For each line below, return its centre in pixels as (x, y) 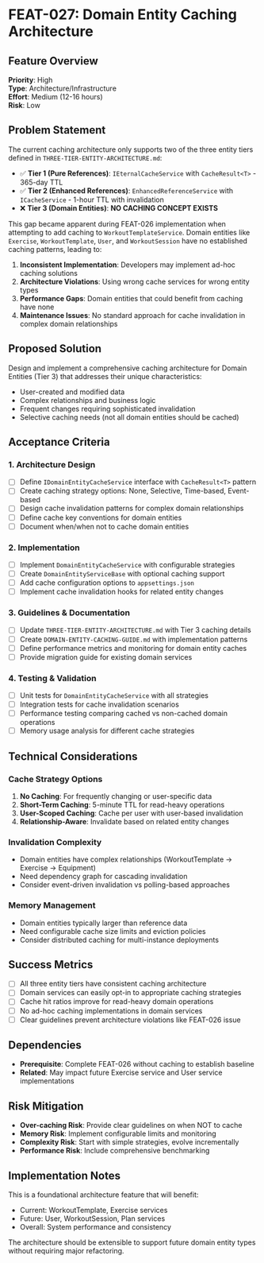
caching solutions (48, 273)
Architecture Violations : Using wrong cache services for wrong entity (134, 281)
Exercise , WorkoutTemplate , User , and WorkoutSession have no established (128, 241)
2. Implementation (44, 548)
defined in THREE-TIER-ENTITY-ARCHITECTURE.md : (85, 157)
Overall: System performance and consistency (96, 1227)
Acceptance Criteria (59, 442)
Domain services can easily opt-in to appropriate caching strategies (130, 993)
